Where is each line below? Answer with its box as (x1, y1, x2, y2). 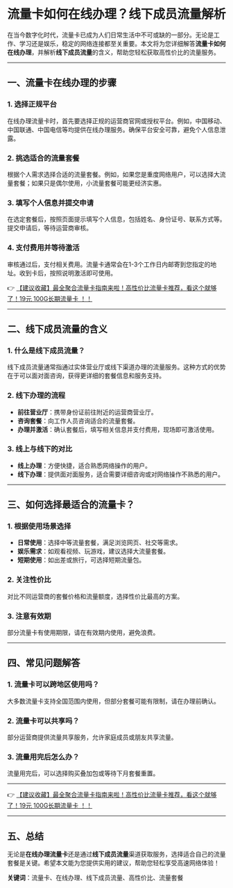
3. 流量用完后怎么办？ (7, 752, 80, 761)
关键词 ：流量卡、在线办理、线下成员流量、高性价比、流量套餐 (7, 873, 184, 882)
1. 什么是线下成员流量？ (7, 346, 85, 355)
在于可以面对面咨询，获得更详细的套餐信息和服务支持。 (7, 371, 165, 380)
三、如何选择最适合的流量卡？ (7, 499, 135, 511)
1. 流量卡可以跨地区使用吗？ (7, 679, 100, 689)
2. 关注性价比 (7, 575, 51, 585)
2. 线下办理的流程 (7, 391, 66, 401)
